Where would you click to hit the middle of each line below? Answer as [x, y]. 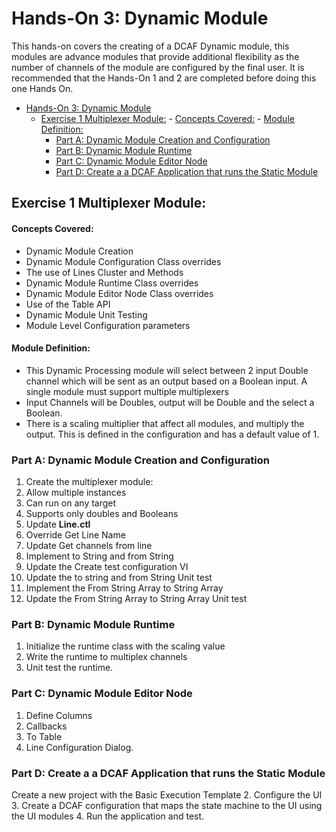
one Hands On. [42, 88]
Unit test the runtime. [69, 668]
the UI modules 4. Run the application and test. [108, 816]
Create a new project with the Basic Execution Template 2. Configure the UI [167, 794]
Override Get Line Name [75, 535]
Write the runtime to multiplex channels [106, 657]
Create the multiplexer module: [89, 482]
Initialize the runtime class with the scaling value [125, 646]
